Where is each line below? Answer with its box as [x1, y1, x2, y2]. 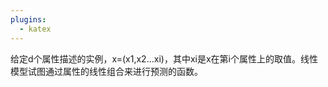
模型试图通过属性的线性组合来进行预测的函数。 [10, 65, 203, 77]
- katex [19, 24, 52, 34]
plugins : [10, 14, 47, 25]
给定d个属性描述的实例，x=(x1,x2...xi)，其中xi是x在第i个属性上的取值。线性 [10, 52, 318, 65]
